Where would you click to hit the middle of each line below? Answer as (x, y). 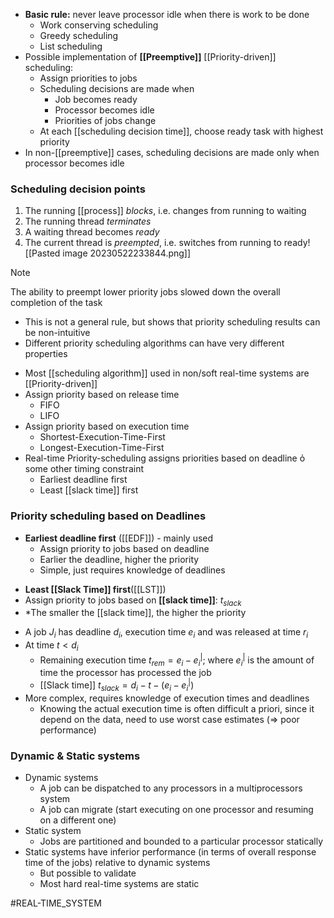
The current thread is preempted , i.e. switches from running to (153, 243)
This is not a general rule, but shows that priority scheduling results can (172, 322)
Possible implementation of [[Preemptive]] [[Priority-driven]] (150, 57)
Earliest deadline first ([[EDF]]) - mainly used (119, 538)
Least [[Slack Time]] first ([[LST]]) (95, 589)
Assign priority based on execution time (107, 426)
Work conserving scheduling (99, 25)
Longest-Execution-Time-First (102, 448)
